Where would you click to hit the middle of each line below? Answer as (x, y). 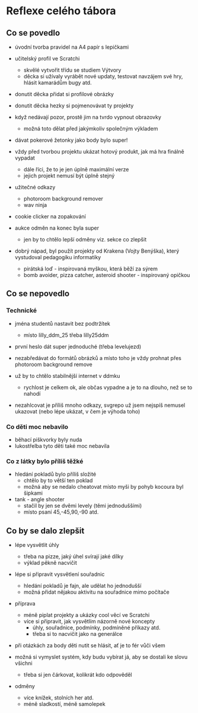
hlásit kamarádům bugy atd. (58, 82)
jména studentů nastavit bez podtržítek (63, 323)
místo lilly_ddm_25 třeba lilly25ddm (66, 335)
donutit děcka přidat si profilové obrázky (64, 94)
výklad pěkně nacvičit (50, 563)
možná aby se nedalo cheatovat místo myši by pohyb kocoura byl (103, 487)
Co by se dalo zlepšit (45, 531)
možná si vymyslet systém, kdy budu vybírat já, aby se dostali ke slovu (101, 657)
